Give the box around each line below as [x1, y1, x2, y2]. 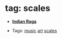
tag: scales [5, 3, 50, 14]
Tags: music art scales [12, 28, 57, 33]
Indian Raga [12, 19, 37, 24]
